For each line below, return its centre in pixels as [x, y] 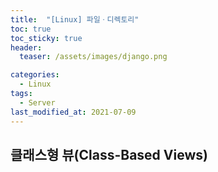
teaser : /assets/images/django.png [93, 57]
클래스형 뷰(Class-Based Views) [109, 154]
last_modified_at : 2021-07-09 [73, 112]
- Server [37, 102]
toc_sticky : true [46, 38]
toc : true [31, 29]
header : [26, 47]
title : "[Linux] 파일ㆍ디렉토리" [75, 19]
